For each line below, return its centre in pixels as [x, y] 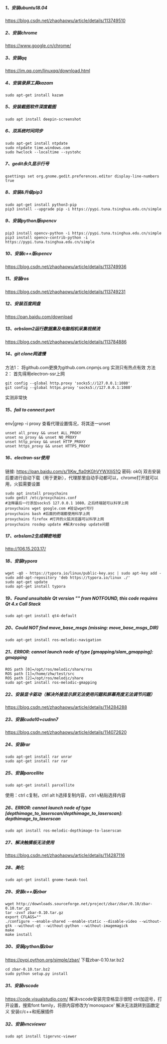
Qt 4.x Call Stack [23, 604]
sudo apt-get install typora [35, 587]
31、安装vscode [22, 985]
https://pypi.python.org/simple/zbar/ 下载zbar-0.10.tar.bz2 [65, 960]
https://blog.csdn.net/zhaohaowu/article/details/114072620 [66, 732]
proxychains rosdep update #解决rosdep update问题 [57, 524]
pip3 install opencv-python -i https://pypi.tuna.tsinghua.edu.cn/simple [83, 233]
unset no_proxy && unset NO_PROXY [41, 437]
